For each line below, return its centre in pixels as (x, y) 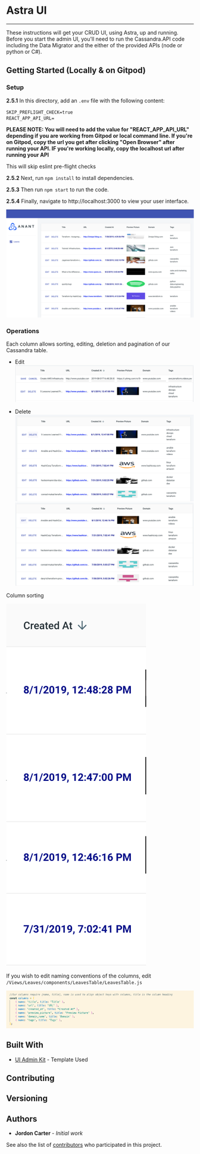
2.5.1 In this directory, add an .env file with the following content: (85, 100)
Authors (22, 1119)
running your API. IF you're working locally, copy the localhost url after (95, 148)
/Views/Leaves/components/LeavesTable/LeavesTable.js (74, 983)
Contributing (30, 1078)
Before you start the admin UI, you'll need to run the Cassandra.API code (96, 39)
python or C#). (24, 51)
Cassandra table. (27, 350)
